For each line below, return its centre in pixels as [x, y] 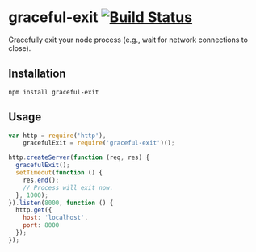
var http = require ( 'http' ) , [57, 136]
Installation [37, 74]
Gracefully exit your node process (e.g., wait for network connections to [128, 40]
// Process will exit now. [68, 187]
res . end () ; [41, 180]
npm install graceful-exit [54, 92]
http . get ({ [34, 210]
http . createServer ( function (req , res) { [79, 157]
